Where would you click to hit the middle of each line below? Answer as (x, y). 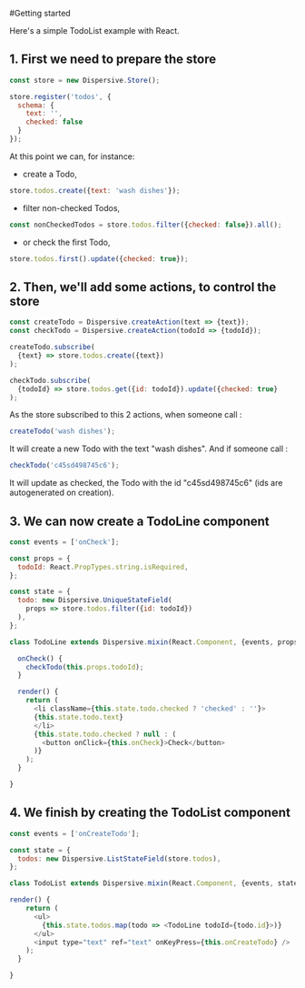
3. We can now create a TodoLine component (139, 521)
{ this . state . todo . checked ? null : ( (105, 734)
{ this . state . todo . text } (79, 717)
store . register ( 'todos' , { (60, 96)
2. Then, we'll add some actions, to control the (143, 287)
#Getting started (40, 13)
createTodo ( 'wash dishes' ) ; (63, 431)
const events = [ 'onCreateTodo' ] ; (75, 833)
